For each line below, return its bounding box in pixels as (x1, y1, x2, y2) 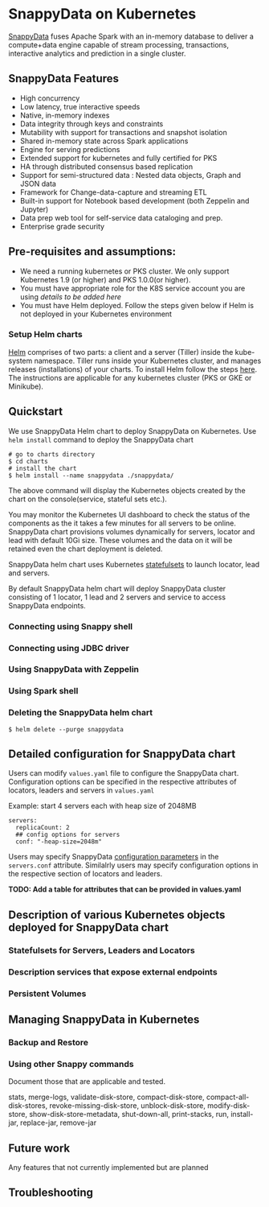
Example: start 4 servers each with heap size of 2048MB (8, 801, 197, 811)
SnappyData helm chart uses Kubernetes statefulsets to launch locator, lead (8, 559, 260, 569)
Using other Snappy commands (8, 1058, 134, 1069)
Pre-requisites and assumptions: (8, 245, 177, 258)
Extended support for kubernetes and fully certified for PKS (19, 153, 218, 163)
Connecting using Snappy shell (8, 620, 133, 632)
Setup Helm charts (8, 329, 83, 340)
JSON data (19, 179, 56, 188)
